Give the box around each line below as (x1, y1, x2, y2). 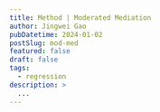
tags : (9, 64, 30, 73)
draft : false (9, 55, 59, 64)
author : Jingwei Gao (9, 22, 88, 31)
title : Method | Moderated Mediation (9, 13, 152, 23)
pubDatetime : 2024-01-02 (9, 30, 103, 39)
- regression (17, 72, 67, 81)
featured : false (9, 47, 71, 56)
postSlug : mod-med (9, 38, 79, 48)
